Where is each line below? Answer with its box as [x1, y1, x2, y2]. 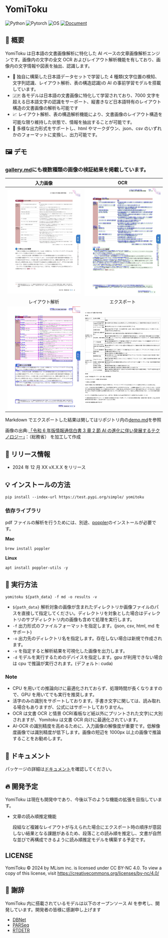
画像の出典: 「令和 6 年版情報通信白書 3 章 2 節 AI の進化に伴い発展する [5, 428, 151, 434]
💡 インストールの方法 [5, 480, 71, 489]
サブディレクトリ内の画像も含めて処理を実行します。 [25, 616, 135, 622]
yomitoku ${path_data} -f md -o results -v [5, 594, 97, 600]
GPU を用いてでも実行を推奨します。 [21, 692, 97, 698]
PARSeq [12, 922, 29, 928]
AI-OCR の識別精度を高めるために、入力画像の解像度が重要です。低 [12, 723, 151, 729]
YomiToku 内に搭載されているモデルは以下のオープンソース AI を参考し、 [5, 900, 156, 906]
